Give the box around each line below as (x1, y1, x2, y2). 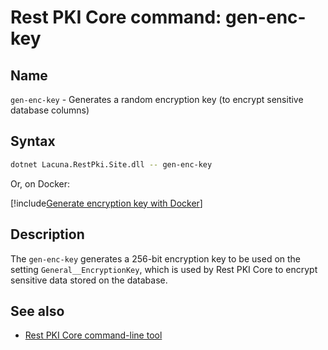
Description (10, 226, 85, 243)
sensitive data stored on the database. (10, 274, 168, 286)
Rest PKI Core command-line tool (24, 329, 163, 341)
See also (10, 302, 65, 320)
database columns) (10, 104, 90, 116)
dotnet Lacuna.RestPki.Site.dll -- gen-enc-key (10, 159, 213, 170)
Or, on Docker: (10, 177, 71, 190)
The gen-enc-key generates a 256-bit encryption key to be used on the (10, 252, 302, 265)
